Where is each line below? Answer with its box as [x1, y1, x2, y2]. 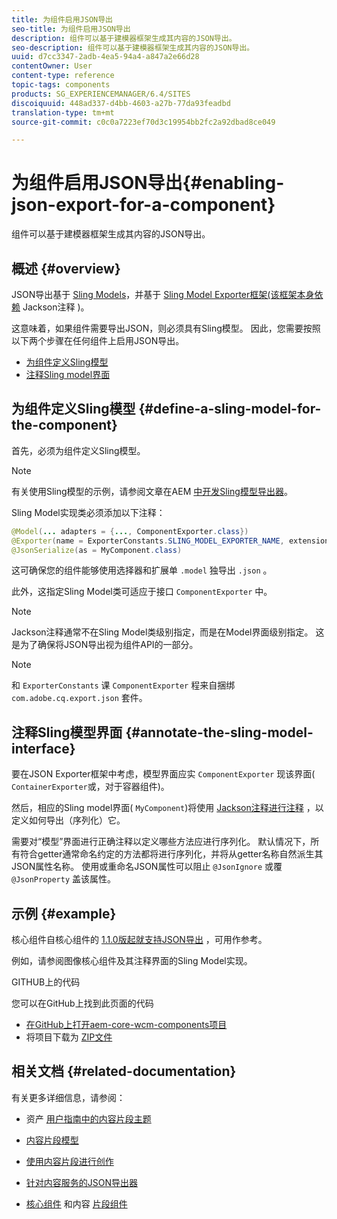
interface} [11, 740, 76, 757]
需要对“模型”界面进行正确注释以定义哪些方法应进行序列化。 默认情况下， [11, 836, 311, 848]
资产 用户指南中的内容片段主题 [25, 1112, 152, 1125]
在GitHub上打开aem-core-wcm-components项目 [25, 1019, 228, 1031]
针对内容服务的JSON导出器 [25, 1176, 139, 1188]
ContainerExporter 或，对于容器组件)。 [11, 781, 170, 793]
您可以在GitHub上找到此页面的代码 [11, 997, 154, 1010]
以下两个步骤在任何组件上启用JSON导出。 [11, 335, 185, 346]
